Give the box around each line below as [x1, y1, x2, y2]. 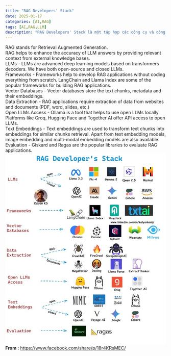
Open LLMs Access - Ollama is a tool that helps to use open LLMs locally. [5, 110, 160, 116]
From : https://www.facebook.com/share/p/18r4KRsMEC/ [5, 345, 126, 351]
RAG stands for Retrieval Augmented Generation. [5, 44, 108, 50]
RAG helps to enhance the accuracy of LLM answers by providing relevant [5, 50, 162, 56]
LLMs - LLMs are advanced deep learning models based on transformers [5, 61, 159, 67]
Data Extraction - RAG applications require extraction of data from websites [5, 98, 164, 105]
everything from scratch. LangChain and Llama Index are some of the [5, 77, 152, 83]
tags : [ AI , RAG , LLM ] [5, 24, 47, 30]
